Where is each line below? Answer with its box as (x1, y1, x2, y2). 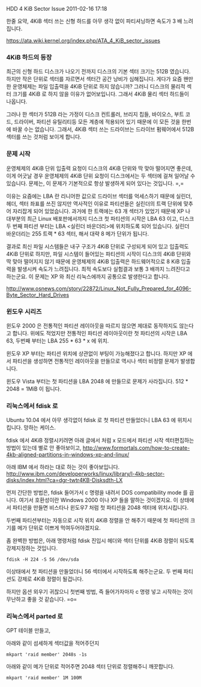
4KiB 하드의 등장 (6, 53, 52, 61)
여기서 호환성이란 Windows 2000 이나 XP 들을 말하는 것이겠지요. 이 (19, 496, 179, 504)
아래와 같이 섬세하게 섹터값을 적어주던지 (6, 640, 100, 647)
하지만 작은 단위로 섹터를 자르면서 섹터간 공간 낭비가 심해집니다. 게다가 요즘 (6, 75, 182, 83)
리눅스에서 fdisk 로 (6, 402, 58, 410)
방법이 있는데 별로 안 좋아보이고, (6, 444, 82, 451)
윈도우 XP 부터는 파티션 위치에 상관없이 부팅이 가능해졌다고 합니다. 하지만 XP (6, 350, 187, 357)
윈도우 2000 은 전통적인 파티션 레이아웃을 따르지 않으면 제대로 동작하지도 (6, 322, 178, 329)
